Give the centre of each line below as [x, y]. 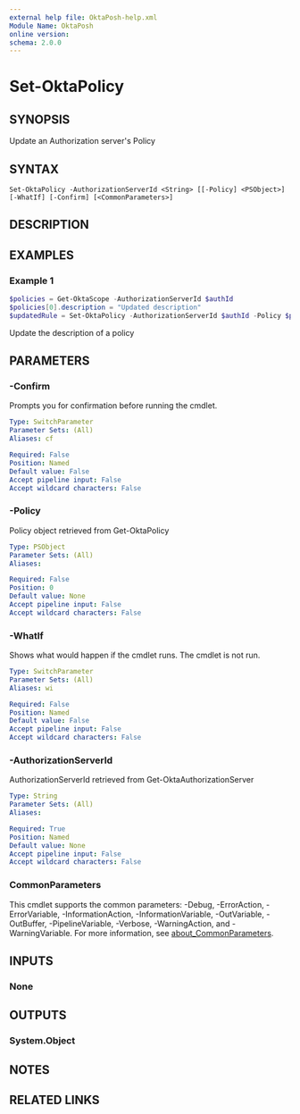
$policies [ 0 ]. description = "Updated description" [105, 308]
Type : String [33, 796]
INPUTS [31, 961]
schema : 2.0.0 [36, 42]
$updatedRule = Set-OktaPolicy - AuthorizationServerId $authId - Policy [145, 315]
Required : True [37, 829]
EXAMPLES [42, 255]
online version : [39, 34]
